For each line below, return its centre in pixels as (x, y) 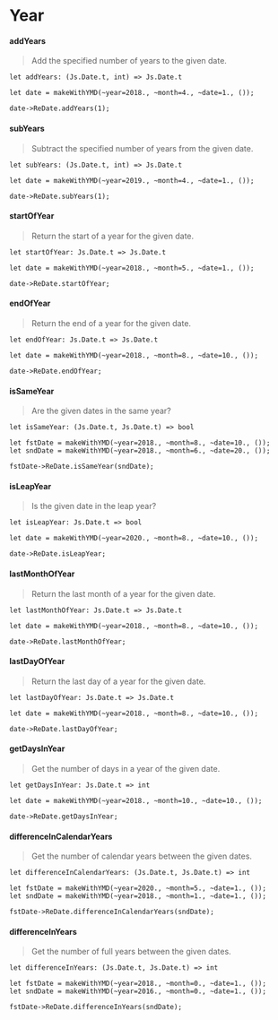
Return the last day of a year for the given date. (118, 681)
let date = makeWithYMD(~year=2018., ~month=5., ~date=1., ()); (132, 268)
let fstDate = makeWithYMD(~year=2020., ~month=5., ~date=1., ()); (138, 888)
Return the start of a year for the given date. (113, 236)
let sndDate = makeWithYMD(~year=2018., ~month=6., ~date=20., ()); (140, 451)
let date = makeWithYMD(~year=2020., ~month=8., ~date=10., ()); (134, 539)
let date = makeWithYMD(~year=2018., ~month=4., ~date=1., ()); (132, 93)
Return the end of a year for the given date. (111, 323)
